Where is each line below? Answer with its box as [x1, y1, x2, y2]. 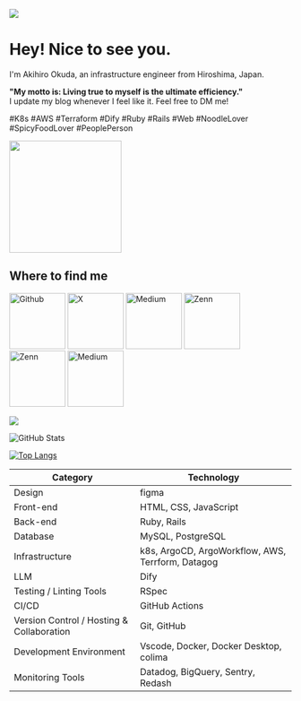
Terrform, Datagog [140, 556, 219, 568]
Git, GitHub [140, 619, 186, 632]
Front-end [13, 500, 58, 513]
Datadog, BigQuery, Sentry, [140, 665, 255, 678]
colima [140, 651, 168, 663]
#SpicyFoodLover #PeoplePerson [9, 122, 133, 134]
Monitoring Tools [13, 671, 85, 683]
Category [52, 471, 93, 483]
